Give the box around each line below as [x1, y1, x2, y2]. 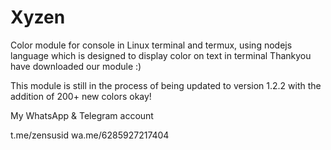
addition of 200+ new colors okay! [10, 90, 152, 102]
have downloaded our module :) [10, 60, 142, 72]
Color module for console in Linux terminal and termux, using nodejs [10, 39, 293, 51]
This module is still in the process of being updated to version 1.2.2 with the [10, 79, 322, 91]
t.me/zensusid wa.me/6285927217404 [10, 129, 170, 141]
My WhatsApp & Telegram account [10, 109, 154, 121]
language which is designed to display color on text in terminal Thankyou [10, 49, 312, 61]
